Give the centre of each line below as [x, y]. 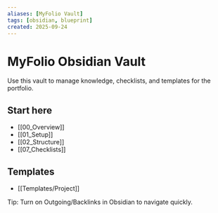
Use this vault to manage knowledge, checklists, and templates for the [109, 81]
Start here [30, 110]
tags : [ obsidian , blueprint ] [50, 20]
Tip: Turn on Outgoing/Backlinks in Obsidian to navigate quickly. [100, 202]
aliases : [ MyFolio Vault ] [45, 14]
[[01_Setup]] [35, 135]
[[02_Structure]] [41, 142]
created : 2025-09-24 [38, 27]
